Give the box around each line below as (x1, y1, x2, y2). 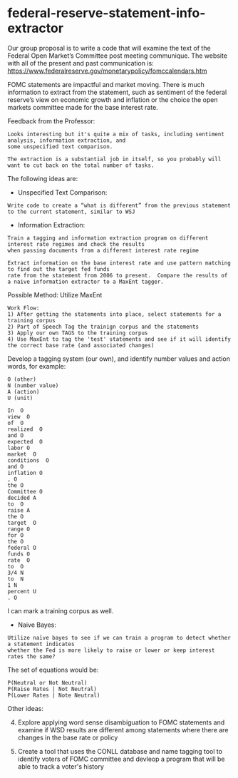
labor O (7, 444, 31, 451)
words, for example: (7, 362, 66, 370)
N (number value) (7, 382, 59, 389)
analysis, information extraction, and (7, 137, 126, 144)
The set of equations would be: (7, 665, 99, 674)
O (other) (7, 376, 37, 383)
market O (7, 451, 37, 458)
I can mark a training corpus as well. (7, 606, 114, 615)
